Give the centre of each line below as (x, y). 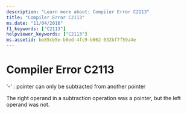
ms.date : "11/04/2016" (35, 23)
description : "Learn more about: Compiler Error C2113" (78, 12)
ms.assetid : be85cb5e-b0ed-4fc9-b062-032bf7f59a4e (71, 40)
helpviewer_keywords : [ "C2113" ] (47, 34)
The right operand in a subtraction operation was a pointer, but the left (93, 98)
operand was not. (28, 104)
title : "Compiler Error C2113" (46, 17)
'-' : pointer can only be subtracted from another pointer (76, 86)
